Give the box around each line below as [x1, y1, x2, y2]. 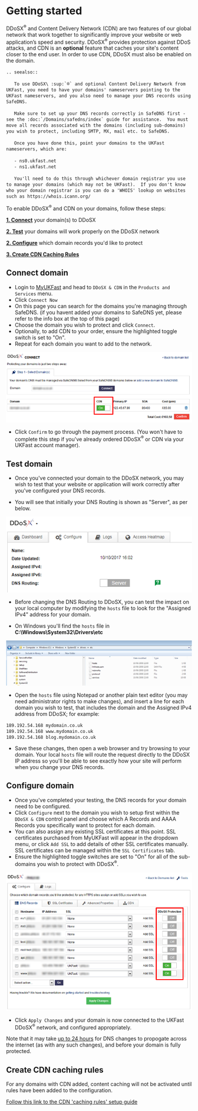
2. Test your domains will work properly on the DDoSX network [6, 228, 160, 235]
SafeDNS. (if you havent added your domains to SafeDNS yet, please [14, 309, 182, 316]
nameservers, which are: [6, 146, 67, 152]
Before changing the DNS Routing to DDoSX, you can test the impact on [14, 598, 190, 605]
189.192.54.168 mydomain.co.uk [6, 723, 83, 729]
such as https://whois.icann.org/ [6, 193, 91, 199]
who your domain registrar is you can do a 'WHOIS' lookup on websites [6, 188, 186, 193]
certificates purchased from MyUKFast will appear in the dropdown [14, 834, 179, 841]
